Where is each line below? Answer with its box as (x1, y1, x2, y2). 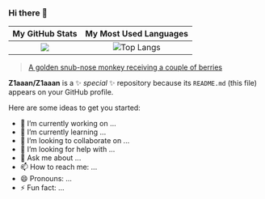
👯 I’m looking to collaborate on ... (19, 136, 130, 146)
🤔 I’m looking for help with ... (19, 145, 116, 155)
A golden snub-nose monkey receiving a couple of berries (27, 62, 223, 72)
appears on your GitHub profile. (8, 87, 114, 97)
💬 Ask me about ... (19, 153, 82, 163)
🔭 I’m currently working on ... (19, 119, 116, 129)
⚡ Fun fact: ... (19, 183, 65, 193)
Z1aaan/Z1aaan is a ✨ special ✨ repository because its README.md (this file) (8, 78, 257, 88)
